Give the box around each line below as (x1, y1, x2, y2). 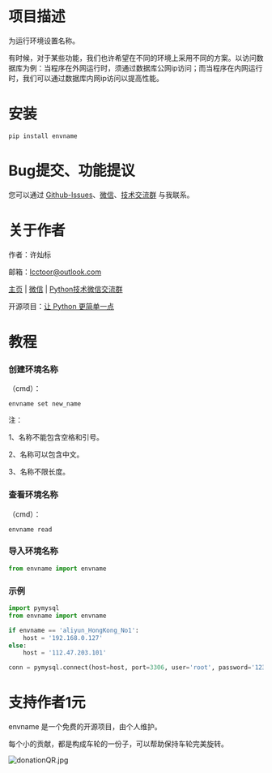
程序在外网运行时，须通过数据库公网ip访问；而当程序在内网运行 (50, 62, 263, 73)
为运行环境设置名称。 (8, 36, 79, 45)
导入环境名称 (8, 545, 59, 556)
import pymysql (8, 604, 60, 612)
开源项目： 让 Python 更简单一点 (8, 301, 115, 311)
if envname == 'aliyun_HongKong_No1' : (8, 626, 139, 634)
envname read (8, 525, 53, 534)
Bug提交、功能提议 (8, 161, 135, 180)
